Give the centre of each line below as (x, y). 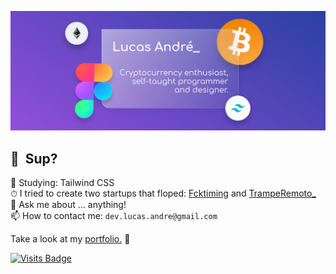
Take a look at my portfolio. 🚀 (70, 239)
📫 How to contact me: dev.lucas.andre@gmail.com (114, 216)
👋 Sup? (34, 158)
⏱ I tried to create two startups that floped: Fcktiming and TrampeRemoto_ (163, 193)
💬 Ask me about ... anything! (68, 205)
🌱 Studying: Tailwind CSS (62, 183)
